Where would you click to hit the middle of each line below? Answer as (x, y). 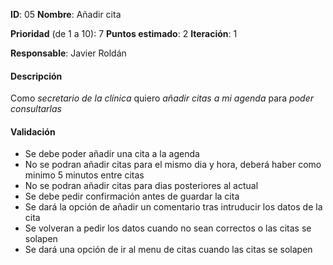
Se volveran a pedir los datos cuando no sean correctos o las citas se (168, 228)
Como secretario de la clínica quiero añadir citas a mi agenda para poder (162, 98)
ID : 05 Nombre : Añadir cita (66, 14)
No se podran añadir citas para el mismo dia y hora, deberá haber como (173, 165)
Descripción (36, 76)
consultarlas (36, 109)
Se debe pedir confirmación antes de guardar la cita (132, 196)
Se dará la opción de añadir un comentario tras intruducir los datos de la (173, 207)
